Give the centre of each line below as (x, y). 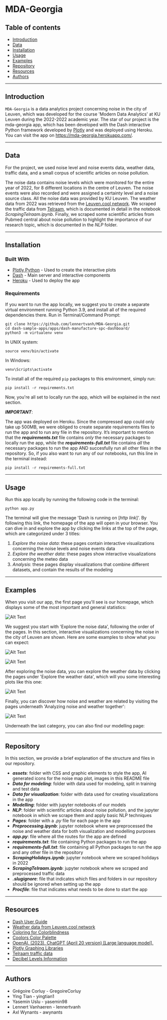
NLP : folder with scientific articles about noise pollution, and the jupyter (85, 810)
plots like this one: (24, 682)
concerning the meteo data (40, 559)
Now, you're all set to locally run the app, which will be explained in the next (83, 397)
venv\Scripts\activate (29, 369)
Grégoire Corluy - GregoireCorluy (46, 991)
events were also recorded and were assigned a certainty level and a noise (82, 193)
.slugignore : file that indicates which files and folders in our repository (85, 879)
